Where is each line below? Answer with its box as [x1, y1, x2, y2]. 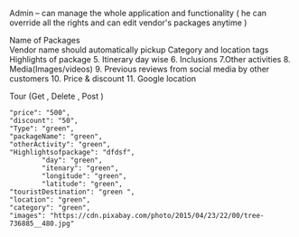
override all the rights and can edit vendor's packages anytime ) [9, 17, 248, 28]
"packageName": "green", [9, 132, 103, 141]
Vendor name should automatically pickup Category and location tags [9, 44, 269, 55]
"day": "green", [42, 156, 103, 165]
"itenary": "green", [42, 164, 119, 173]
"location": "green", [9, 195, 91, 204]
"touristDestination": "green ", [9, 187, 135, 196]
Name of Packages [9, 35, 80, 45]
